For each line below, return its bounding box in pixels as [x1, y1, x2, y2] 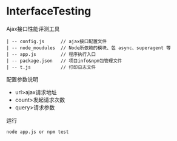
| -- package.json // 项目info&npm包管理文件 [6, 58, 122, 64]
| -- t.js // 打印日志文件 [6, 64, 96, 70]
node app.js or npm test [6, 129, 69, 135]
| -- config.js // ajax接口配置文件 [6, 38, 107, 44]
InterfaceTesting [6, 4, 92, 18]
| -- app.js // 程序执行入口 [6, 51, 96, 57]
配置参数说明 [6, 75, 38, 83]
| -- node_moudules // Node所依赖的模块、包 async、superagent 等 [6, 44, 171, 51]
